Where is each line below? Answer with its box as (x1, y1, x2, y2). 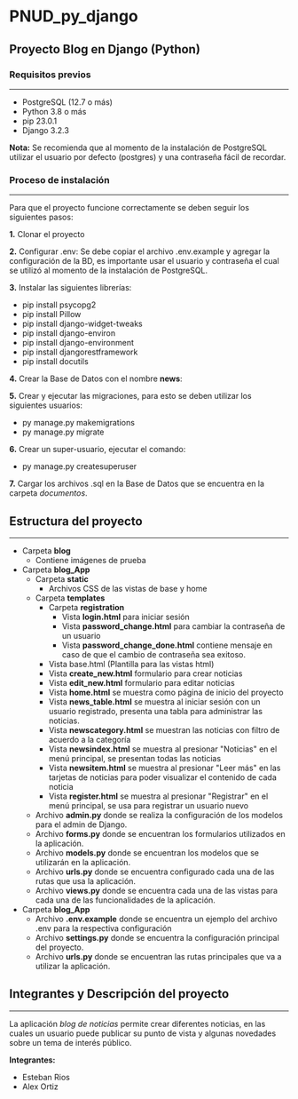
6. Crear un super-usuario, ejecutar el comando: (9, 444, 186, 455)
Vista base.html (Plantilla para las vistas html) (48, 658, 215, 669)
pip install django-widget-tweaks (21, 318, 144, 330)
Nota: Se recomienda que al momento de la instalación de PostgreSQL (9, 142, 268, 153)
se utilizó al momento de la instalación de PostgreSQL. (9, 265, 208, 276)
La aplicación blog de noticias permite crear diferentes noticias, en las (9, 1018, 266, 1029)
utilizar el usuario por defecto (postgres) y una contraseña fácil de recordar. (9, 151, 286, 162)
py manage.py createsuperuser (21, 461, 137, 472)
